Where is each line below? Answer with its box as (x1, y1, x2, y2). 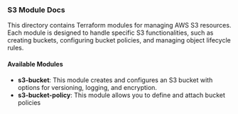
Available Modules (7, 59, 64, 68)
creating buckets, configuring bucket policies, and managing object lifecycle (7, 36, 231, 45)
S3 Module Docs (7, 5, 65, 15)
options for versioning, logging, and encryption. (17, 83, 158, 91)
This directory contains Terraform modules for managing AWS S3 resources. (7, 21, 232, 30)
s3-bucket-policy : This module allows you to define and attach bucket (17, 91, 226, 99)
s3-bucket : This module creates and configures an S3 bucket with (17, 76, 213, 84)
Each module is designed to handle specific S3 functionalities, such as (7, 28, 214, 37)
